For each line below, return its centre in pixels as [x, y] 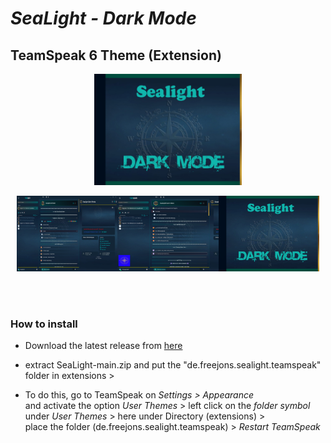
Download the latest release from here [103, 345]
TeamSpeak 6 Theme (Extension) [116, 55]
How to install [44, 324]
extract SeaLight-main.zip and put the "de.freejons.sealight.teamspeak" [173, 364]
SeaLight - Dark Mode [103, 18]
